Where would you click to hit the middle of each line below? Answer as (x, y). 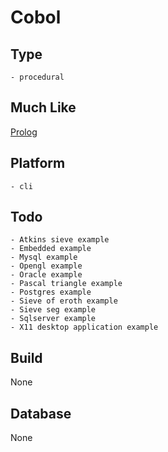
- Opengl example (46, 266)
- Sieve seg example (53, 310)
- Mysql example (44, 257)
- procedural (37, 77)
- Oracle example (46, 275)
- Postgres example (51, 292)
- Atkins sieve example (60, 240)
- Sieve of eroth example (64, 301)
